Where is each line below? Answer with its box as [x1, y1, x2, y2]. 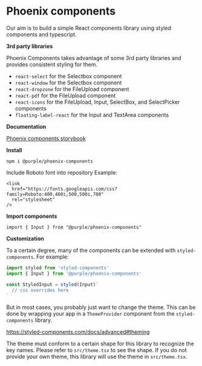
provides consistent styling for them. [6, 61, 98, 68]
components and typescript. [6, 30, 77, 38]
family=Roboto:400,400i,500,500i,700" [6, 191, 104, 197]
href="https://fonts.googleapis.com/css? [11, 186, 118, 192]
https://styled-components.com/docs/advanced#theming [6, 328, 150, 336]
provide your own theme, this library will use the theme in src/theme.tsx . [6, 353, 187, 361]
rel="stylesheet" [11, 196, 56, 203]
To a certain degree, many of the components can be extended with [6, 246, 176, 254]
